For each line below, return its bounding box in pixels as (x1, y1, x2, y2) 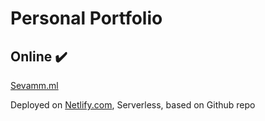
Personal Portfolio (10, 7, 163, 30)
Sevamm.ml (10, 80, 59, 91)
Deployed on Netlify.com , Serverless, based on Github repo (10, 99, 256, 111)
